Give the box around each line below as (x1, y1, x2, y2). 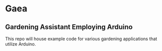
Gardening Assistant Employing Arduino (5, 23, 133, 31)
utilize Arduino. (5, 41, 36, 47)
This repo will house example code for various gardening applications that (5, 36, 158, 42)
